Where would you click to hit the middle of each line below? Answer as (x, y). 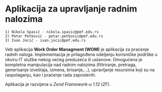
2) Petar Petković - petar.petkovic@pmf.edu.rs (54, 36)
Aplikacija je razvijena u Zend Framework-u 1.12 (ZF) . (58, 84)
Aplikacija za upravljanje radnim (71, 9)
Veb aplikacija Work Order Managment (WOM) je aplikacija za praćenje (77, 49)
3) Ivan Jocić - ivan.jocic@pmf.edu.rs (45, 40)
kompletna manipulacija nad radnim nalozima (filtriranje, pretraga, (71, 65)
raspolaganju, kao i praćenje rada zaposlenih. (51, 75)
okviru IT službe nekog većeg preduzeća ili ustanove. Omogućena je (74, 59)
